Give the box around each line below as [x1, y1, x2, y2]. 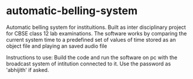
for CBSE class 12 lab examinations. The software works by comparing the [6, 29, 187, 37]
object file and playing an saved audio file [6, 42, 107, 50]
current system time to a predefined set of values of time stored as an [6, 36, 176, 43]
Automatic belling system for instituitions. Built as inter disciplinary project [6, 24, 186, 31]
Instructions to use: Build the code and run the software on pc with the [6, 54, 178, 61]
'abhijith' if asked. [6, 66, 49, 73]
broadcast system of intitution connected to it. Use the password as [6, 60, 171, 67]
